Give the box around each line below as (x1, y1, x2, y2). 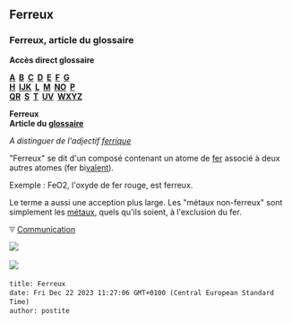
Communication (16, 223, 76, 234)
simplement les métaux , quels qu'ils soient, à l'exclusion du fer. (9, 206, 242, 217)
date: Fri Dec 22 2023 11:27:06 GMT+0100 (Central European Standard (9, 288, 275, 297)
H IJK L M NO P (9, 81, 76, 92)
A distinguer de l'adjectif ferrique (9, 135, 132, 146)
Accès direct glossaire (9, 54, 95, 65)
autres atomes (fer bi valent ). (9, 161, 115, 173)
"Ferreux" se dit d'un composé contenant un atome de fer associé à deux (9, 153, 280, 163)
